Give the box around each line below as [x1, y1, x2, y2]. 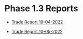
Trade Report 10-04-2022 [11, 19, 63, 25]
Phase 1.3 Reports [4, 3, 78, 14]
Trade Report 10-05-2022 [11, 28, 63, 34]
